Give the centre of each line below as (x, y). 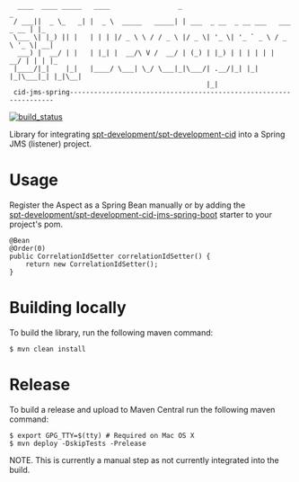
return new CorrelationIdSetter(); (92, 264)
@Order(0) (28, 248)
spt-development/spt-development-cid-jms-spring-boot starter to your (141, 214)
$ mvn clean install (48, 349)
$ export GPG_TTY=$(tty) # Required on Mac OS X (102, 435)
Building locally (68, 308)
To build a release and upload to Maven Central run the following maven (142, 409)
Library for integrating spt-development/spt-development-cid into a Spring (147, 134)
